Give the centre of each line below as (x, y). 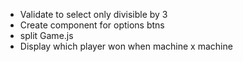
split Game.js (46, 35)
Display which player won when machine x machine (126, 46)
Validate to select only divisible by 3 (93, 14)
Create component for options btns (92, 25)
